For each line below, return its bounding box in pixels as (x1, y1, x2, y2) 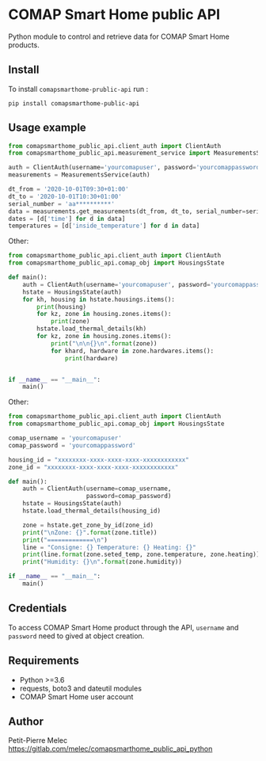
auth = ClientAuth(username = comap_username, (22, 485, 172, 493)
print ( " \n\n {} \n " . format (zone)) (50, 339, 158, 348)
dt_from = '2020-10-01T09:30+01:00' (8, 185, 129, 193)
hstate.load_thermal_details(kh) (36, 325, 147, 333)
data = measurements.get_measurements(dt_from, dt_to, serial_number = (8, 207, 246, 215)
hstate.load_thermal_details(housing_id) (22, 507, 161, 516)
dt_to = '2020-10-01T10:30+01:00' (8, 192, 123, 200)
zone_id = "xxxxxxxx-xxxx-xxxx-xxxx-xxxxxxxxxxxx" (8, 463, 179, 471)
